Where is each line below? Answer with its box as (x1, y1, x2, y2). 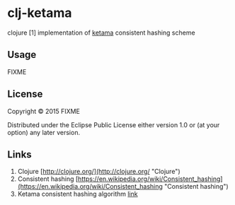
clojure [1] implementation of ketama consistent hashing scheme (7, 28, 196, 37)
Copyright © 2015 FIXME (7, 107, 80, 115)
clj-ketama (7, 5, 72, 21)
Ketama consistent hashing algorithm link (17, 189, 138, 199)
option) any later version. (7, 128, 80, 136)
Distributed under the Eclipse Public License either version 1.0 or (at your (7, 120, 220, 129)
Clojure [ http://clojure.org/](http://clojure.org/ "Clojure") (17, 168, 180, 176)
